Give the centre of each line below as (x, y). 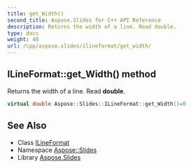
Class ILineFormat (43, 142)
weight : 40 (23, 40)
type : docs (23, 33)
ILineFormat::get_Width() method (82, 74)
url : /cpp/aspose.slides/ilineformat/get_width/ (79, 46)
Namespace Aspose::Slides (57, 150)
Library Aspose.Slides (49, 157)
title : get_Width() (36, 14)
